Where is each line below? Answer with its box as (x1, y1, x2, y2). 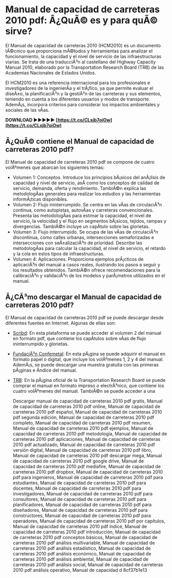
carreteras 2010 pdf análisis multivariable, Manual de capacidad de (12, 540, 155, 546)
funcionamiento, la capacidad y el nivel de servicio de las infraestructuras (5, 53, 162, 60)
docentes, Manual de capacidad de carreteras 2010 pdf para (12, 485, 142, 491)
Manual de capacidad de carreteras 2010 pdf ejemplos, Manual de (12, 425, 154, 431)
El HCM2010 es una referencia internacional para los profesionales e (5, 80, 150, 86)
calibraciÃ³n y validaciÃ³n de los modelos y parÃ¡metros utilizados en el (12, 272, 165, 278)
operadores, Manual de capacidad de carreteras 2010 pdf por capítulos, (12, 517, 166, 524)
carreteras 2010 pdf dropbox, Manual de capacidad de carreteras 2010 (12, 469, 163, 475)
